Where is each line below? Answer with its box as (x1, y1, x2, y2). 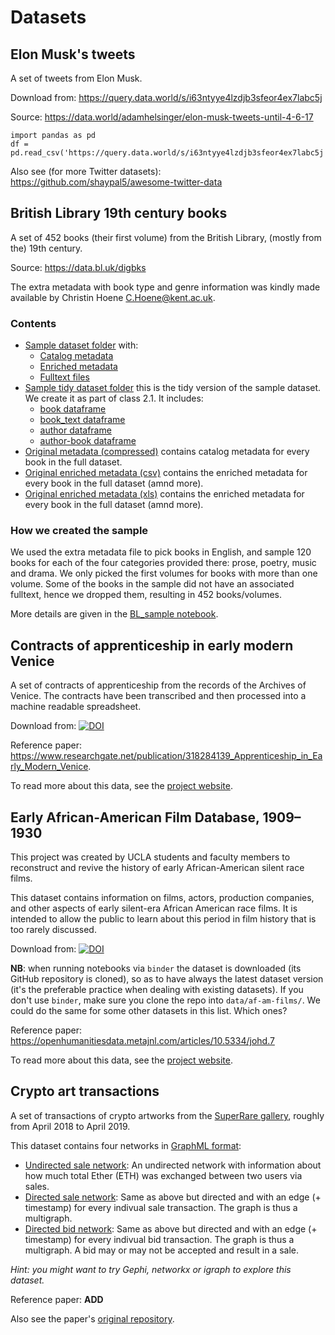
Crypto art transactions (10, 1083, 160, 1100)
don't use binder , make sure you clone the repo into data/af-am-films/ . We (10, 994, 321, 1006)
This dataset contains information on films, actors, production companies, (10, 892, 315, 904)
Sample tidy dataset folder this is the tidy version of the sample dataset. (24, 382, 322, 394)
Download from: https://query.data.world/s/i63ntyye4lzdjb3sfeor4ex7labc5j (10, 92, 323, 103)
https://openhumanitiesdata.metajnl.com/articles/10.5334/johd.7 (10, 1035, 275, 1047)
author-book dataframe (39, 435, 137, 447)
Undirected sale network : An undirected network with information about (24, 1159, 322, 1171)
